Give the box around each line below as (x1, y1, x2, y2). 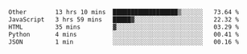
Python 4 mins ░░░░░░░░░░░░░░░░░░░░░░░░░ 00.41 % (8, 30, 240, 38)
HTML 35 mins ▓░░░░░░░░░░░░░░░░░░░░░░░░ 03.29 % (8, 23, 240, 31)
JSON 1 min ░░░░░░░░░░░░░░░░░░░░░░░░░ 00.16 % (8, 37, 240, 46)
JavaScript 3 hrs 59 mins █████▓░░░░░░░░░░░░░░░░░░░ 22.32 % (8, 15, 240, 24)
